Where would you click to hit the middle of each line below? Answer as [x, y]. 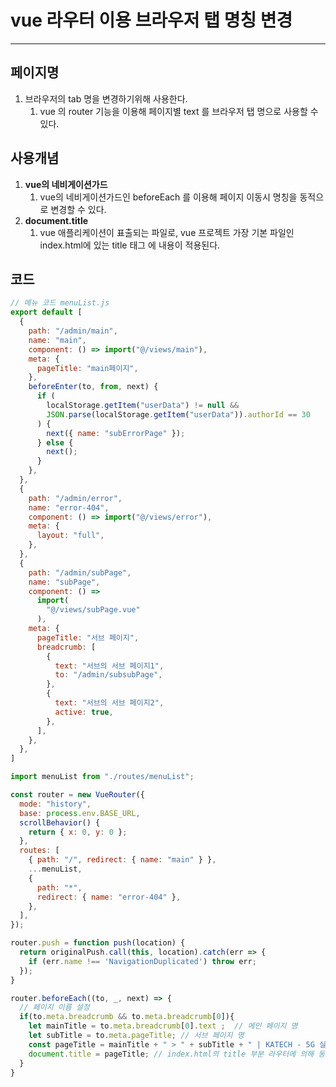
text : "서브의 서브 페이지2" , [109, 703]
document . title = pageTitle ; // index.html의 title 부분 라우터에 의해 [171, 1054]
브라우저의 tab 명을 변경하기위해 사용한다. [106, 98]
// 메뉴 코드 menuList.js [60, 303]
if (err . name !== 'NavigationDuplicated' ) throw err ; [142, 961]
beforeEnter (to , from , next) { [93, 387]
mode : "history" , [55, 804]
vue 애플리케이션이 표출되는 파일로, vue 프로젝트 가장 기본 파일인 [167, 232]
